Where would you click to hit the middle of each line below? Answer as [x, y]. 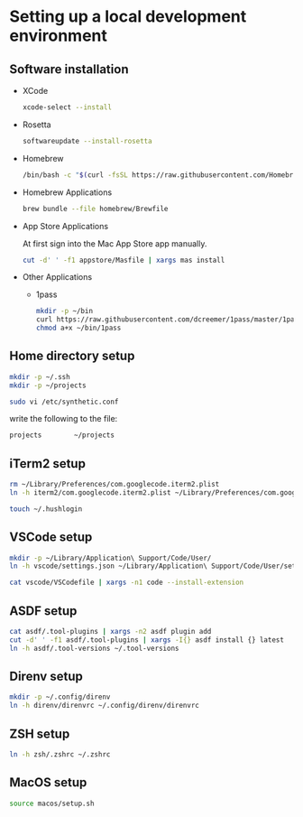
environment [59, 36]
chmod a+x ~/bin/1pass [78, 328]
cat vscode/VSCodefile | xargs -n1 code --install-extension [127, 583]
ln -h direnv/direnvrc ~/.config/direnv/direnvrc [105, 706]
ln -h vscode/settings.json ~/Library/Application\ [108, 566]
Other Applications [57, 277]
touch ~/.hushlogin [46, 509]
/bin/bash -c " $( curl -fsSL [75, 175]
